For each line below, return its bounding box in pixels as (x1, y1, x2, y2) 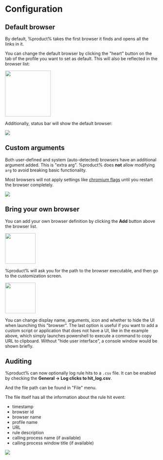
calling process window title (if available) (12, 440, 94, 446)
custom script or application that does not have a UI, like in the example (5, 328, 148, 333)
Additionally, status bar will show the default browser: (5, 121, 113, 126)
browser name (12, 414, 41, 420)
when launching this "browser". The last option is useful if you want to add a (5, 322, 158, 328)
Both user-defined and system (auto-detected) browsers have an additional (5, 156, 157, 162)
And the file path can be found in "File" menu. (5, 385, 97, 391)
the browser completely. (5, 182, 54, 188)
